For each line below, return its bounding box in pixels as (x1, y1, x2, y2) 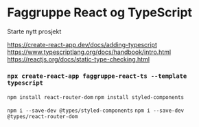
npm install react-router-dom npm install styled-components (7, 94, 184, 101)
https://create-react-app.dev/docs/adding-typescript (7, 40, 158, 48)
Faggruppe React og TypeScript (7, 5, 193, 20)
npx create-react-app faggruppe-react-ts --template (7, 72, 187, 80)
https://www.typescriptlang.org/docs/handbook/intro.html (7, 48, 172, 56)
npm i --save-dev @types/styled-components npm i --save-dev (7, 107, 184, 114)
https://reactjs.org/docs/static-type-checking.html (7, 55, 150, 63)
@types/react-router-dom (7, 113, 78, 120)
